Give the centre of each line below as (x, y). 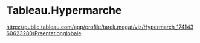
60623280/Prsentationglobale (44, 33)
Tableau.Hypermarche (64, 10)
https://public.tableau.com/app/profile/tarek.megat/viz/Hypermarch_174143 (100, 27)
